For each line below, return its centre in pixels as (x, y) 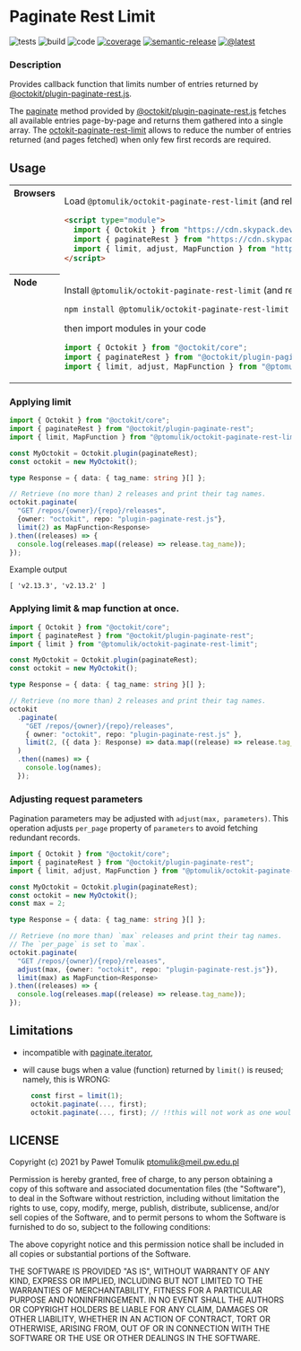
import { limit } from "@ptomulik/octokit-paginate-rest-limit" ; (133, 644)
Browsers (34, 193)
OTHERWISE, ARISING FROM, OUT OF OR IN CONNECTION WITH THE (140, 1329)
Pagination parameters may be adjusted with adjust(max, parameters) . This (149, 819)
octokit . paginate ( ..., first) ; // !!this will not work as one (151, 1112)
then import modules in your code (135, 328)
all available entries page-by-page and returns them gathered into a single (146, 121)
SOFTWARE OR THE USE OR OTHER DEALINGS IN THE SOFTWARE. (135, 1338)
